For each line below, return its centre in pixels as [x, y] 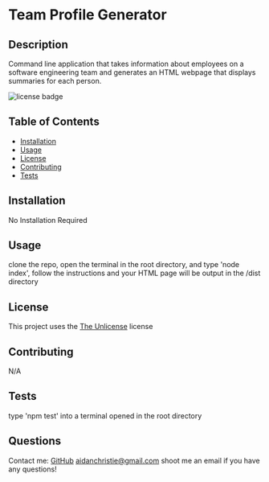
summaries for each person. [55, 81]
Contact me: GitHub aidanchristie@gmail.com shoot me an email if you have [134, 460]
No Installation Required [48, 220]
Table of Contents [54, 122]
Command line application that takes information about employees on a [126, 64]
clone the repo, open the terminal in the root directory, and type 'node [124, 265]
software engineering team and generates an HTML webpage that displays [132, 72]
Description [38, 45]
